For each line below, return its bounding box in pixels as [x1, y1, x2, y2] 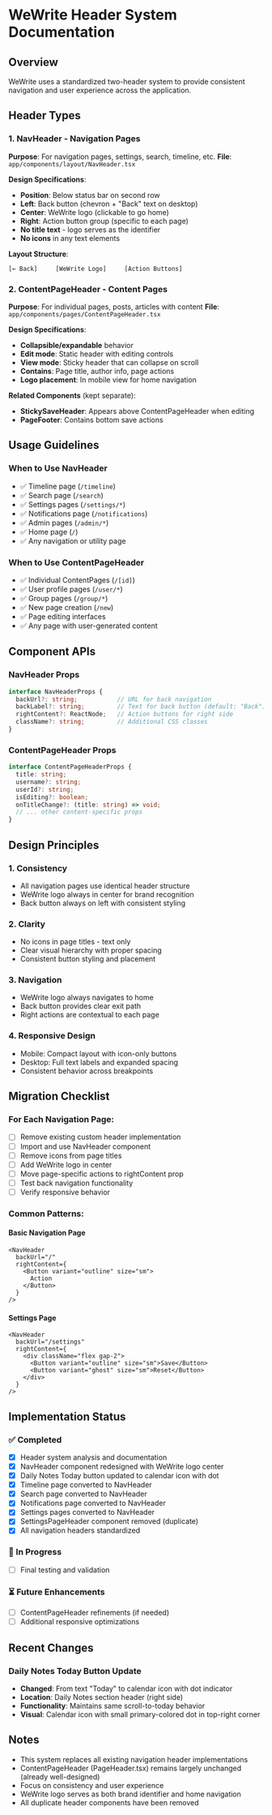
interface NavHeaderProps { [8, 687, 104, 695]
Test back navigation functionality [19, 1178, 134, 1188]
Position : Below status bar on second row [19, 190, 160, 200]
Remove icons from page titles [19, 1151, 122, 1160]
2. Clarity [8, 918, 46, 930]
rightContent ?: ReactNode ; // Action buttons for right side [15, 710, 233, 719]
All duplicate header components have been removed [19, 1797, 200, 1807]
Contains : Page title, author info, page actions [19, 366, 175, 376]
